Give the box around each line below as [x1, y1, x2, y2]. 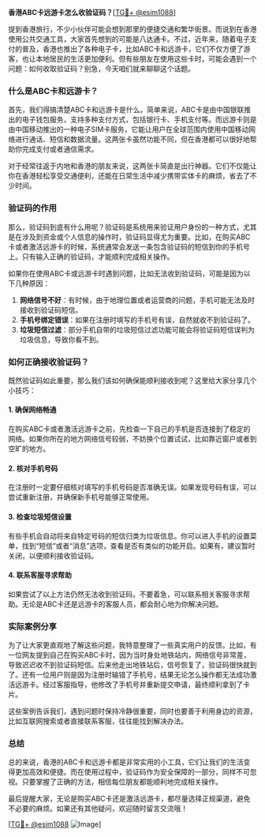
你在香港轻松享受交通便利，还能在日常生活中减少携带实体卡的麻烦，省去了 [8, 171, 250, 181]
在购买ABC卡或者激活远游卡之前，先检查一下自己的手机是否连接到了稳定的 [8, 424, 251, 434]
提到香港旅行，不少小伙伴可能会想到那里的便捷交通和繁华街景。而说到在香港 [8, 24, 257, 34]
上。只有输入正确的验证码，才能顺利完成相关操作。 [8, 252, 174, 261]
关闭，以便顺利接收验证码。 [8, 550, 99, 560]
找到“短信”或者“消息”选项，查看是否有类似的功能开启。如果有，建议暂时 [21, 541, 256, 550]
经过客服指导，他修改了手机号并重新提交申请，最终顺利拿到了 [42, 680, 243, 689]
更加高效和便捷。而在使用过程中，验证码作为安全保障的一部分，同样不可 [14, 768, 250, 777]
